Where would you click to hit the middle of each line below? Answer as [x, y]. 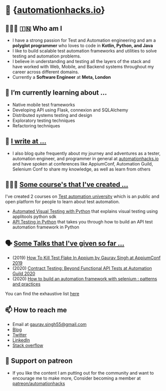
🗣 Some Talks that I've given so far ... [65, 243]
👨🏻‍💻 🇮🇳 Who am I [34, 28]
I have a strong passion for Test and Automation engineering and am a [84, 40]
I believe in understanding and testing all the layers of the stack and [81, 61]
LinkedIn [21, 340]
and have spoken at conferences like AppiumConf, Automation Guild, [83, 164]
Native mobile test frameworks [44, 105]
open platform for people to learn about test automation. [62, 202]
